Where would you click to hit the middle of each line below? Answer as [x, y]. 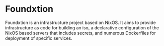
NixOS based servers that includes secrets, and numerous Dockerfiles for [81, 33]
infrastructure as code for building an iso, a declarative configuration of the [82, 27]
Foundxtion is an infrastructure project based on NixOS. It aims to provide [81, 23]
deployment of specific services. [39, 38]
